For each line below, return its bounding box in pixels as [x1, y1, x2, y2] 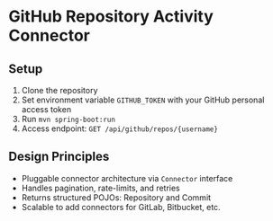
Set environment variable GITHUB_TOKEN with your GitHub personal [21, 94, 265, 105]
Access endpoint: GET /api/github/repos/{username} [21, 123, 218, 134]
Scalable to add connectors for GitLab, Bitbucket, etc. [21, 201, 222, 212]
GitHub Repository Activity [8, 6, 214, 27]
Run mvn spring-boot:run [21, 114, 116, 124]
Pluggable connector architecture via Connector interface [21, 172, 233, 183]
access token [21, 104, 72, 114]
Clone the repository [21, 85, 98, 95]
